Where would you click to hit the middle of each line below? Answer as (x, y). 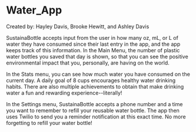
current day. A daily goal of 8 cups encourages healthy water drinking (91, 80)
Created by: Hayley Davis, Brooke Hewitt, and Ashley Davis (78, 26)
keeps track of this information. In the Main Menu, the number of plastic (93, 50)
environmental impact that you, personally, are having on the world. (88, 63)
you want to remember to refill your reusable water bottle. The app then (93, 110)
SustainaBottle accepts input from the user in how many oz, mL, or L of (92, 38)
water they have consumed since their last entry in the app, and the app (93, 44)
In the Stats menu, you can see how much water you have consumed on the (98, 74)
